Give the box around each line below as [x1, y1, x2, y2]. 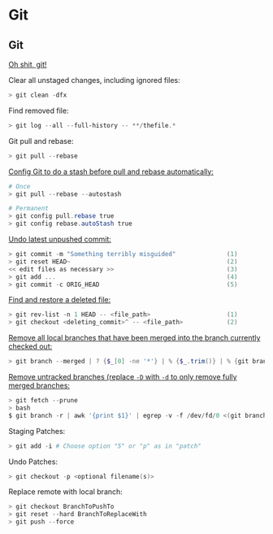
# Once [8, 182, 31, 190]
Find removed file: [8, 106, 69, 115]
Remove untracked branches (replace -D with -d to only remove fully [8, 372, 237, 381]
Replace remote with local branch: [8, 487, 123, 497]
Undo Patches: [8, 457, 58, 467]
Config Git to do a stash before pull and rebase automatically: [8, 167, 214, 176]
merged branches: [8, 380, 71, 390]
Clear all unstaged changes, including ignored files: [8, 76, 180, 85]
